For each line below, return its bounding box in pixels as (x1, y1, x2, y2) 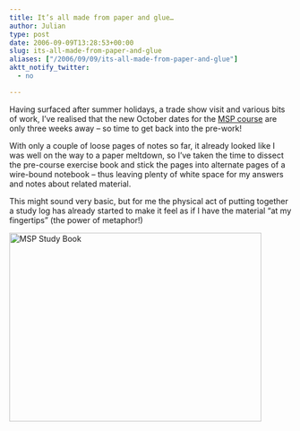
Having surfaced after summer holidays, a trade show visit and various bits (9, 104, 286, 115)
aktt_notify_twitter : (9, 64, 90, 73)
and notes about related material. (9, 178, 132, 189)
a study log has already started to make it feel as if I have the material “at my (9, 205, 292, 216)
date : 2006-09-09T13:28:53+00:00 (9, 38, 134, 47)
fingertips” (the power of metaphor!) (9, 214, 143, 225)
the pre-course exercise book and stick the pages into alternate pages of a (9, 159, 286, 170)
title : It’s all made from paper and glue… (9, 13, 175, 22)
